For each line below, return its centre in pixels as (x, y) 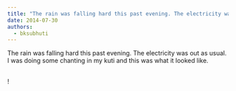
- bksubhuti (31, 33)
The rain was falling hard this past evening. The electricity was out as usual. (117, 53)
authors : (20, 27)
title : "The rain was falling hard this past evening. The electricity (114, 14)
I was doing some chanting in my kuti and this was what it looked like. (108, 61)
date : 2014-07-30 (33, 20)
